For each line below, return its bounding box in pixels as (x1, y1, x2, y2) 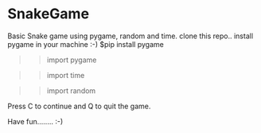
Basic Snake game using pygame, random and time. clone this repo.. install (7, 31, 254, 41)
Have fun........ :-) (7, 116, 64, 126)
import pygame (46, 55, 97, 65)
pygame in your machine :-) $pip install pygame (7, 39, 164, 49)
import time (46, 70, 85, 80)
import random (46, 85, 96, 96)
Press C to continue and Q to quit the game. (7, 101, 151, 111)
